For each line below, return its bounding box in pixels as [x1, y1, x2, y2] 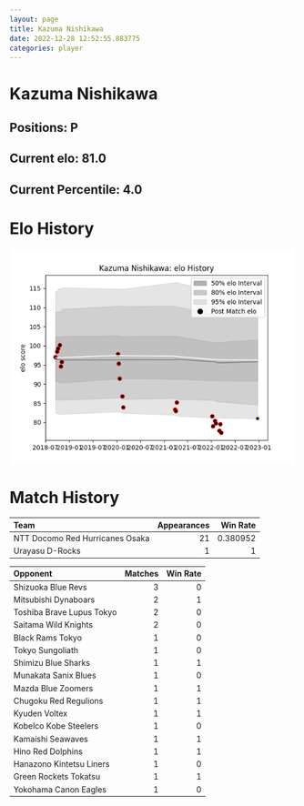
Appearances [157, 519, 210, 530]
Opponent [13, 569, 53, 579]
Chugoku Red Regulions [13, 695, 104, 706]
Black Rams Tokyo [13, 632, 83, 643]
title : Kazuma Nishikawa [9, 24, 104, 34]
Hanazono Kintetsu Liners [13, 759, 110, 770]
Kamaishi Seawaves [13, 733, 89, 744]
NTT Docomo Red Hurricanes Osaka [13, 533, 150, 544]
